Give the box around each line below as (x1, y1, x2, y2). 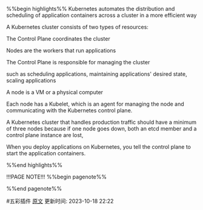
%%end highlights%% (6, 161, 62, 169)
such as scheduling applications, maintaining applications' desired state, (6, 70, 187, 78)
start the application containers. (6, 150, 86, 157)
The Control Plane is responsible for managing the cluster (6, 59, 150, 66)
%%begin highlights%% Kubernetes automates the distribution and (6, 5, 175, 12)
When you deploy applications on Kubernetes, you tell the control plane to (6, 143, 191, 151)
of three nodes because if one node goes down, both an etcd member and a (6, 125, 197, 132)
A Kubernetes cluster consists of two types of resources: (6, 24, 148, 30)
